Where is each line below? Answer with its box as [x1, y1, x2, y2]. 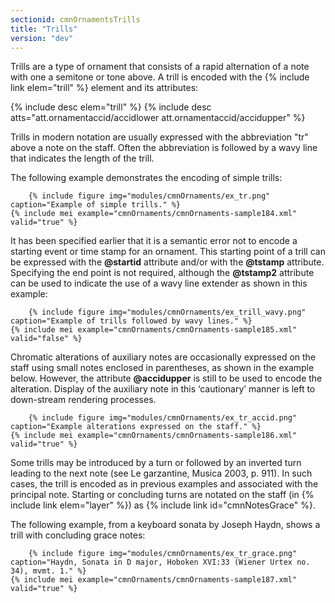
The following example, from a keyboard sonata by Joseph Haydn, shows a [10, 519, 321, 531]
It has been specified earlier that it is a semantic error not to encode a [10, 235, 298, 247]
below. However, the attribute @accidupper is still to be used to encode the [10, 372, 323, 385]
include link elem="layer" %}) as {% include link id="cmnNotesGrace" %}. [10, 499, 316, 511]
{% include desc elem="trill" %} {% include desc [10, 101, 212, 113]
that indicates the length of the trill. [10, 152, 155, 165]
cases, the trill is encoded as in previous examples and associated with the [10, 478, 319, 490]
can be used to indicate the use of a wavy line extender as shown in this [10, 277, 308, 290]
